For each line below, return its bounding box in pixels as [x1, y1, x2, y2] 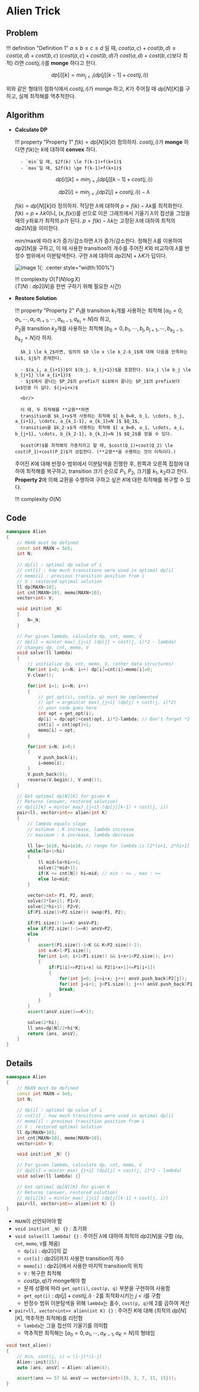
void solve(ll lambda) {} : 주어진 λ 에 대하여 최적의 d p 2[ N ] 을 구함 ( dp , [14, 1233, 184, 1240]
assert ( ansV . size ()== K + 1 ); [27, 1009, 94, 1014]
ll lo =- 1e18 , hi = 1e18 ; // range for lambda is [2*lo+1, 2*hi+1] [27, 843, 190, 849]
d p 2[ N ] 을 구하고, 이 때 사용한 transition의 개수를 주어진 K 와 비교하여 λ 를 [14, 245, 184, 252]
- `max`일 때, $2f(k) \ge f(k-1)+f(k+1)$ [20, 165, 122, 171]
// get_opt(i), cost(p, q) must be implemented [37, 694, 159, 700]
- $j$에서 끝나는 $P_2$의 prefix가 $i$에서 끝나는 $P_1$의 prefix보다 [20, 379, 180, 385]
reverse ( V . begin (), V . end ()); [27, 777, 102, 782]
